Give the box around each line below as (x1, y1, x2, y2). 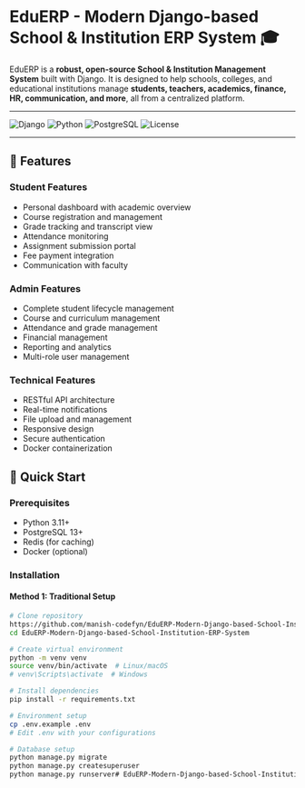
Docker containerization (22, 443, 113, 454)
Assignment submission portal (22, 240, 136, 251)
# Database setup (9, 744, 75, 753)
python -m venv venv (9, 653, 88, 663)
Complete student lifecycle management (22, 303, 174, 314)
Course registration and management (22, 211, 163, 222)
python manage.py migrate (9, 753, 107, 763)
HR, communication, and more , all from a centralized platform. (9, 93, 245, 104)
